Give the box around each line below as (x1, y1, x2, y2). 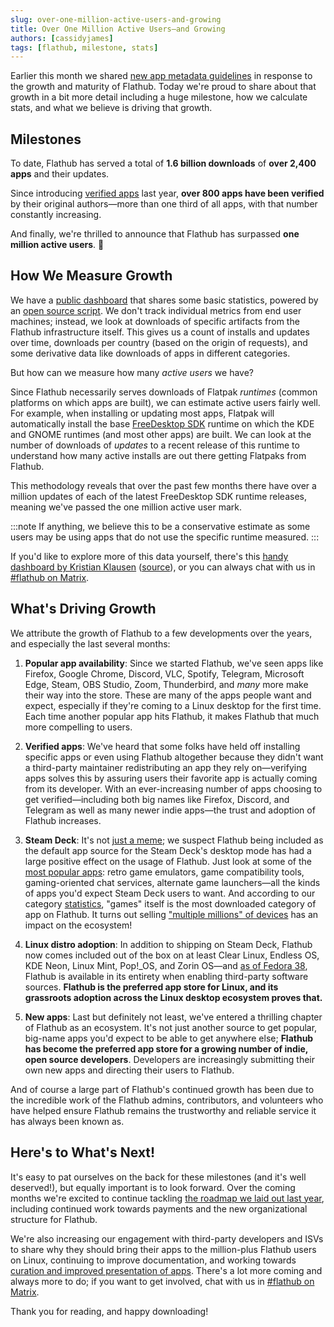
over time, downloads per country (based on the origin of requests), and (10, 336, 308, 348)
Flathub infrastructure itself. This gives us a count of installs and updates (10, 326, 310, 338)
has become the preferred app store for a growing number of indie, (24, 1042, 309, 1055)
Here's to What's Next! (10, 1144, 156, 1161)
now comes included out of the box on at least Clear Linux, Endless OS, (24, 949, 320, 961)
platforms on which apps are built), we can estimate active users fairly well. (10, 396, 321, 408)
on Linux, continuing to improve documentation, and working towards (10, 1254, 297, 1266)
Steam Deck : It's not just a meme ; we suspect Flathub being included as (24, 834, 324, 846)
